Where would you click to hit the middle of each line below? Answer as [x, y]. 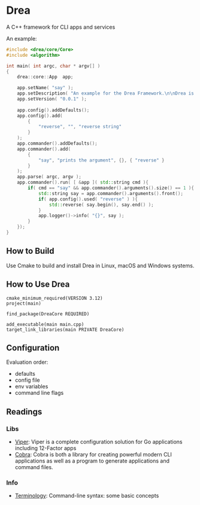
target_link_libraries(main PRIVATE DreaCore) [65, 330]
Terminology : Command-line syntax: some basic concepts [87, 496]
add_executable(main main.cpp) [45, 324]
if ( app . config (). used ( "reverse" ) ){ [88, 199]
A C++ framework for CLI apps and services [61, 27]
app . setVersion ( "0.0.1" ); [52, 99]
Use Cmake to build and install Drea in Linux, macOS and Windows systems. [100, 265]
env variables [31, 387]
